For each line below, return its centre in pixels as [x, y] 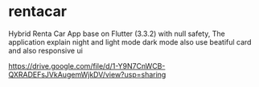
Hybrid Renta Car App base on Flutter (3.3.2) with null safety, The [117, 34]
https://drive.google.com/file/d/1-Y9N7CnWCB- [87, 65]
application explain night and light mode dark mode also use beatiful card [130, 42]
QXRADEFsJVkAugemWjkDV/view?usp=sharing [87, 74]
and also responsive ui [45, 50]
